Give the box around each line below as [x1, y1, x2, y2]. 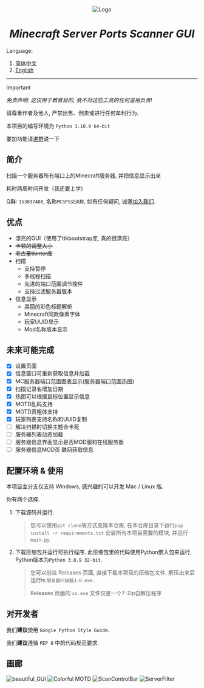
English [15, 66, 34, 73]
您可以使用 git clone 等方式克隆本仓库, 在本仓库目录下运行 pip [30, 521, 183, 528]
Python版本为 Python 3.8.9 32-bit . [15, 556, 103, 563]
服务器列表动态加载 [15, 431, 64, 438]
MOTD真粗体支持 [15, 407, 58, 415]
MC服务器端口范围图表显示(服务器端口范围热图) [15, 377, 135, 385]
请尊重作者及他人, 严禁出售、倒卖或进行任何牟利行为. [6, 109, 139, 117]
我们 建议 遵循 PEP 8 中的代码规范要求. [6, 639, 99, 646]
